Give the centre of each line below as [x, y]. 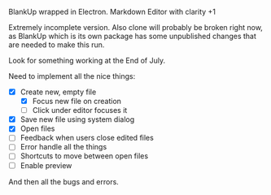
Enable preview [46, 165]
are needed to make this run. [57, 45]
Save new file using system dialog [77, 119]
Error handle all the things [63, 147]
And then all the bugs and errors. [64, 181]
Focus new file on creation [77, 102]
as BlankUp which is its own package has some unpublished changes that [132, 36]
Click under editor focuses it [80, 110]
